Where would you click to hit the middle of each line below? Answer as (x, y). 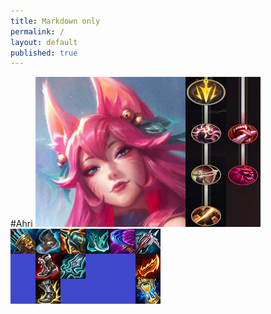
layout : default (44, 42)
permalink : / (37, 31)
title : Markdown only (55, 21)
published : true (44, 53)
